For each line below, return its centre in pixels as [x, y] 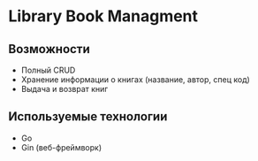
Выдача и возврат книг [64, 89]
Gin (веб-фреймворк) [61, 147]
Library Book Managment [103, 16]
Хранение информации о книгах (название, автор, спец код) [136, 80]
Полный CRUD [48, 70]
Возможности [49, 49]
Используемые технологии [88, 117]
